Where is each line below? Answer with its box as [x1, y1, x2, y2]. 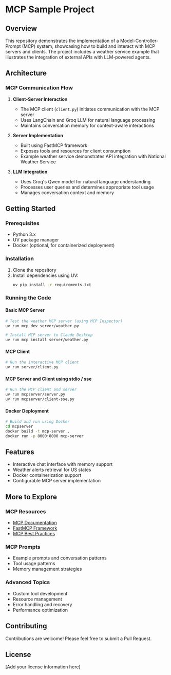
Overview [5, 24, 37, 33]
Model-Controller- [120, 38, 159, 44]
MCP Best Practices [12, 531, 55, 537]
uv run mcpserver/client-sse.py [5, 397, 74, 402]
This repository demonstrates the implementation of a [5, 38, 119, 44]
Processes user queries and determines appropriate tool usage [20, 184, 154, 190]
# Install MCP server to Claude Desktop [5, 332, 93, 338]
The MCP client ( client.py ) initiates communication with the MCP [20, 106, 160, 112]
